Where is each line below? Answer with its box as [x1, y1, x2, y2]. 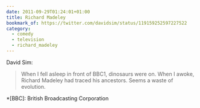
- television [11, 37, 45, 43]
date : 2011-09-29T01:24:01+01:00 [6, 8, 90, 15]
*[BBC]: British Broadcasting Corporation [6, 94, 109, 102]
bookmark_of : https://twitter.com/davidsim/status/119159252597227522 [6, 20, 187, 26]
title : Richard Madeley [6, 14, 66, 20]
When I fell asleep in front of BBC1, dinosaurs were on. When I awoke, [20, 70, 195, 77]
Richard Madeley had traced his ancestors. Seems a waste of [20, 76, 173, 84]
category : [6, 25, 31, 32]
